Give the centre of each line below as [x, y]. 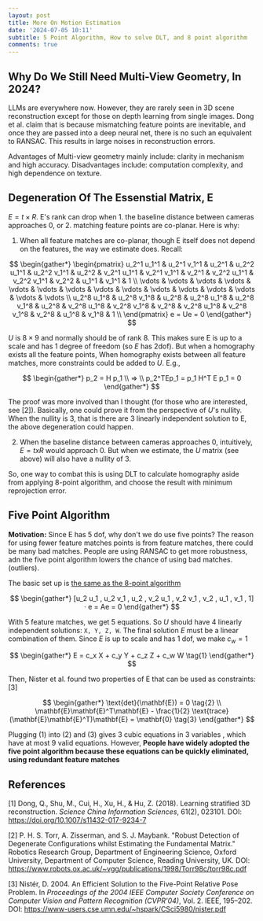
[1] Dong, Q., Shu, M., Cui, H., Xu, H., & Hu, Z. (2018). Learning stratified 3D [130, 804]
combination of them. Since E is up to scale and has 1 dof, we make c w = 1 [128, 639]
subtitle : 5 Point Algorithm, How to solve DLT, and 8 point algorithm [128, 37]
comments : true [33, 45]
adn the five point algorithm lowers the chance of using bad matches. [121, 559]
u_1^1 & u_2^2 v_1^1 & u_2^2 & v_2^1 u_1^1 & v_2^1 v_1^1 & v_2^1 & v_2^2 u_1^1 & [132, 272]
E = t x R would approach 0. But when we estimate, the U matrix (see [129, 450]
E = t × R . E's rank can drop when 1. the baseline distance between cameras [131, 216]
